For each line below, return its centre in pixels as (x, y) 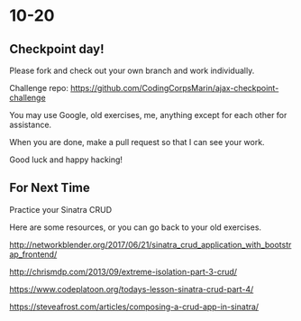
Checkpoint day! (57, 49)
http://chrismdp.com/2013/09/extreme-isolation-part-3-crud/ (123, 271)
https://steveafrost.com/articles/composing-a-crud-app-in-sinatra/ (134, 307)
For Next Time (50, 188)
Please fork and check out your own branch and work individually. (132, 70)
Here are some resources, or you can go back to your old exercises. (136, 227)
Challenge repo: (39, 88)
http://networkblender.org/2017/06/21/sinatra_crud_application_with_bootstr (150, 244)
